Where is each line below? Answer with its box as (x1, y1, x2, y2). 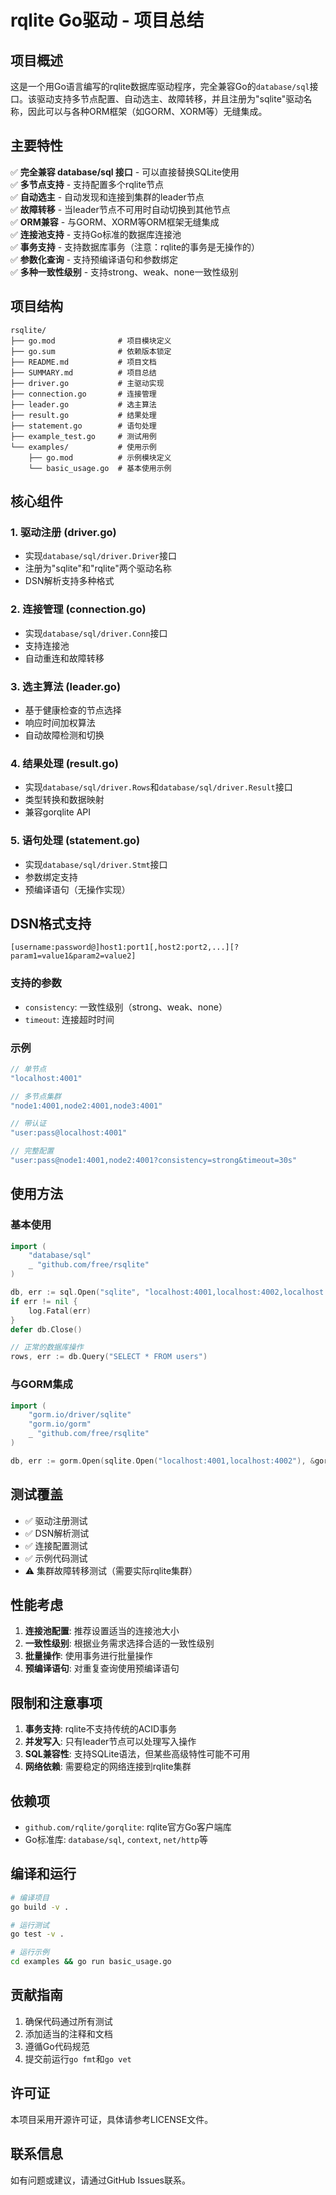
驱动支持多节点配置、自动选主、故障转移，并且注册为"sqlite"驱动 (36, 93, 304, 105)
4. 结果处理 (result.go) (10, 756, 119, 770)
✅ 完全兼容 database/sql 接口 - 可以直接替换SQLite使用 (10, 166, 240, 178)
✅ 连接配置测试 (24, 1539, 88, 1551)
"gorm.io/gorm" (28, 1419, 92, 1430)
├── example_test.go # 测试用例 (10, 431, 157, 441)
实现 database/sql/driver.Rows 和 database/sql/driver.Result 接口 (24, 781, 293, 793)
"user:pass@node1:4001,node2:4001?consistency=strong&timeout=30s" (10, 1156, 298, 1166)
